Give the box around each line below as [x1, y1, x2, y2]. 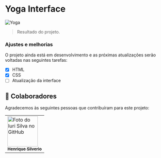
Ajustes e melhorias [5, 41, 53, 48]
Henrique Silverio [7, 146, 42, 152]
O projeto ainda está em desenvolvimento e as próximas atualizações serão [5, 52, 156, 58]
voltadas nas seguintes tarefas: [5, 57, 68, 63]
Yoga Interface [5, 3, 66, 15]
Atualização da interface [12, 78, 61, 84]
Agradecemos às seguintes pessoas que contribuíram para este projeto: [5, 105, 149, 111]
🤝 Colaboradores [5, 92, 57, 100]
